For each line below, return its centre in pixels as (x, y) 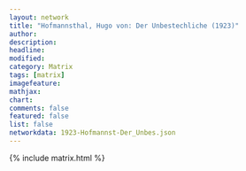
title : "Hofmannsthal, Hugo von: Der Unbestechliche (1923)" (124, 26)
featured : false (39, 116)
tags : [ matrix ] (37, 75)
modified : (27, 58)
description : (33, 42)
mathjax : (25, 91)
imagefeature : (35, 83)
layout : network (39, 17)
